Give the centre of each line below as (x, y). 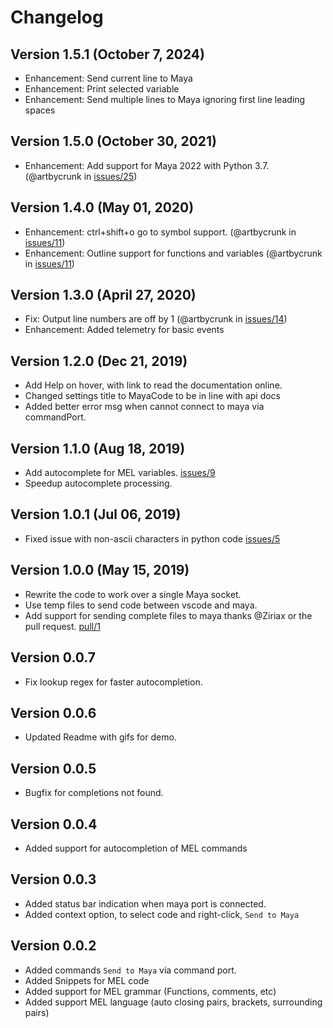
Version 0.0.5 (53, 768)
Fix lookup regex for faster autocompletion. (113, 682)
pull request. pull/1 (62, 626)
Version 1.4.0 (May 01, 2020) (102, 207)
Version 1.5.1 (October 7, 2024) (107, 54)
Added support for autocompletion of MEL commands (136, 848)
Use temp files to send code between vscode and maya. (141, 605)
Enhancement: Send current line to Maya (108, 78)
